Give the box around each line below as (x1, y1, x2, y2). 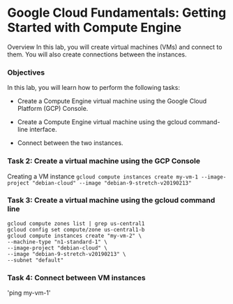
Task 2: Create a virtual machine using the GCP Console (7, 156, 201, 166)
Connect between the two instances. (17, 139, 123, 147)
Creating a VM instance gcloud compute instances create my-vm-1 (7, 172, 199, 181)
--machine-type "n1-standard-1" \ (7, 238, 108, 245)
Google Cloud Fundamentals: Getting (7, 5, 227, 21)
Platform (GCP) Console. (17, 105, 89, 113)
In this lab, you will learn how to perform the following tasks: (7, 84, 180, 92)
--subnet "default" (7, 257, 64, 264)
